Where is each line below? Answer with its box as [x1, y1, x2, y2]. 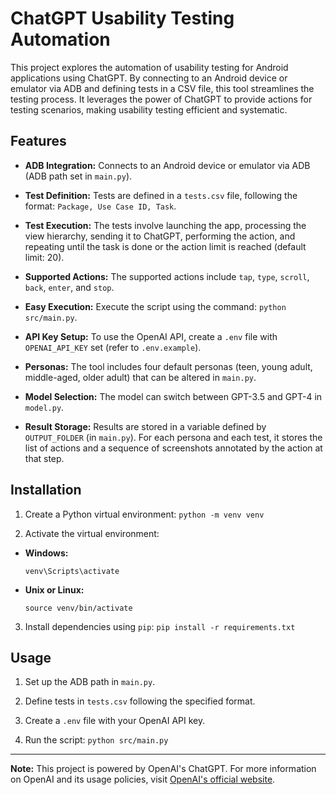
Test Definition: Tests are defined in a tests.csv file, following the [24, 189, 298, 201]
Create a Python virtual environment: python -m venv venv [24, 508, 265, 520]
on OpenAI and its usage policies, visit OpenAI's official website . [10, 773, 276, 786]
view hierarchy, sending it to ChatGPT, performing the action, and [24, 230, 296, 242]
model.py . [24, 401, 65, 413]
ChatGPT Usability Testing [10, 7, 235, 30]
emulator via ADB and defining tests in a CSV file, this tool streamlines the [10, 82, 315, 94]
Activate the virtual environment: [24, 527, 160, 539]
